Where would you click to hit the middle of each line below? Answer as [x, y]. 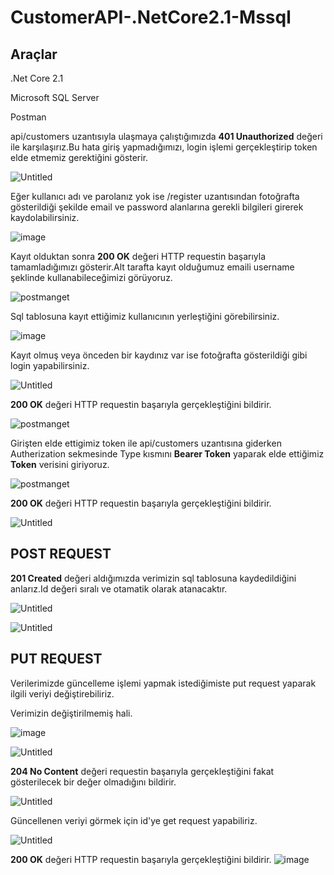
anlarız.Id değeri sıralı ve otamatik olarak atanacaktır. [119, 588]
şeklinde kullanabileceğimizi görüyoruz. [91, 277]
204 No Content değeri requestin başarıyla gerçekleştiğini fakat [142, 771]
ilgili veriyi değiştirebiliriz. [62, 693]
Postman [28, 117]
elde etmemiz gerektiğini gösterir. [79, 157]
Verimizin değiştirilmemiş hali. [71, 713]
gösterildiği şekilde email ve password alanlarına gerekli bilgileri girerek [157, 207]
